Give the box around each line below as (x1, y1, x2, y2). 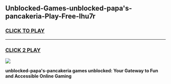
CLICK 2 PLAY (5, 46, 41, 53)
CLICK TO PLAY (5, 27, 45, 35)
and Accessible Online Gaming (5, 73, 72, 79)
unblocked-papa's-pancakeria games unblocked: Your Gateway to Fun (5, 67, 159, 73)
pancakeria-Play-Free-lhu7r (5, 12, 96, 21)
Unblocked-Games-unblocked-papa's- (5, 4, 132, 13)
